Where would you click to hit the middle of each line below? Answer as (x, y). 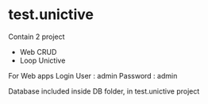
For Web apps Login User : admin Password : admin (93, 75)
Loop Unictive (42, 60)
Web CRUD (38, 52)
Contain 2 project (37, 37)
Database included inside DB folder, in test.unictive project (104, 91)
